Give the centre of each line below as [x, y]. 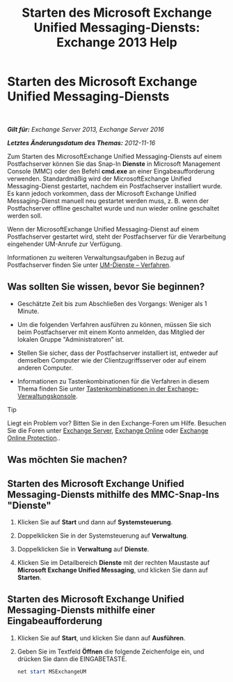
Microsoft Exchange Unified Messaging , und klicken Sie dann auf [113, 570]
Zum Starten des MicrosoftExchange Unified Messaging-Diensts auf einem [115, 156]
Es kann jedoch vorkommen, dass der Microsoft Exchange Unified [102, 193]
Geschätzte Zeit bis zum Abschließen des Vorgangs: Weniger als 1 [112, 303]
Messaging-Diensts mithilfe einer [81, 611]
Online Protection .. [34, 438]
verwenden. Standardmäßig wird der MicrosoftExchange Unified [99, 179]
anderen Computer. [45, 367]
